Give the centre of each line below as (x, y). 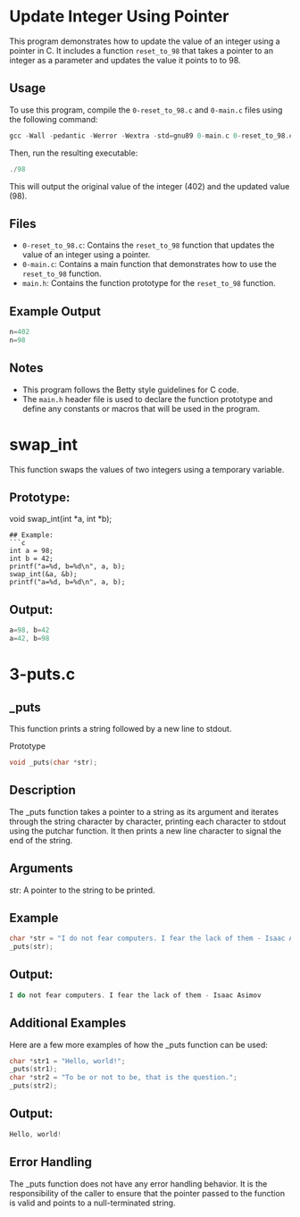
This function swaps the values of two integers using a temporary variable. (147, 469)
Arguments (42, 869)
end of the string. (41, 840)
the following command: (54, 119)
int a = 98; (31, 551)
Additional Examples (68, 1024)
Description (42, 790)
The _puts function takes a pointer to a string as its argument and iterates (144, 811)
